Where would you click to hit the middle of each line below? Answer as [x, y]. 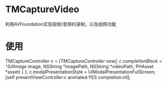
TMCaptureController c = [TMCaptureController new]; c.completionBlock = [84, 61]
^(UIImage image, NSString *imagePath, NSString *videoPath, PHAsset [79, 66]
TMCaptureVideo [42, 9]
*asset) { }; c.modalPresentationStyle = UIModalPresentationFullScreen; [80, 72]
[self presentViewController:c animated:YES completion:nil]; [68, 77]
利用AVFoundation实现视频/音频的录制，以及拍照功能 [61, 24]
